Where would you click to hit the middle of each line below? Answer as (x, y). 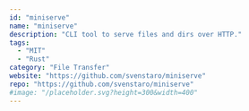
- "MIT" (32, 51)
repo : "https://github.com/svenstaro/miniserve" (102, 84)
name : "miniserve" (43, 26)
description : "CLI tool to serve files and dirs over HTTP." (126, 34)
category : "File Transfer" (60, 68)
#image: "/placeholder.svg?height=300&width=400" (104, 92)
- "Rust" (34, 59)
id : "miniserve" (39, 17)
